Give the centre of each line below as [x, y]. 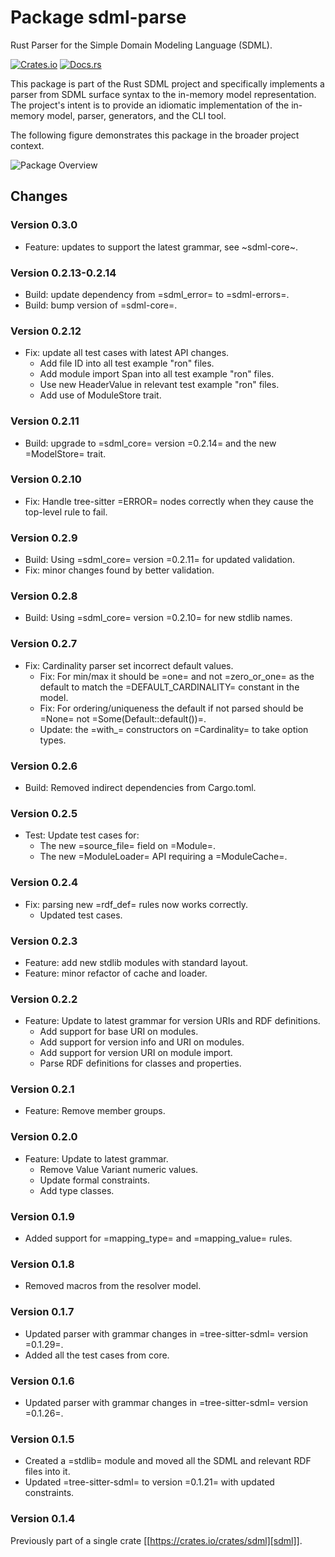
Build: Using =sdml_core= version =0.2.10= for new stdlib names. [158, 618]
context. [27, 145]
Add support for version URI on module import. [136, 1053]
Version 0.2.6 [44, 766]
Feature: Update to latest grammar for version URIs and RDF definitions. [172, 1021]
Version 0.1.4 [43, 1519]
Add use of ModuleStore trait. [100, 395]
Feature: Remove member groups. [95, 1111]
